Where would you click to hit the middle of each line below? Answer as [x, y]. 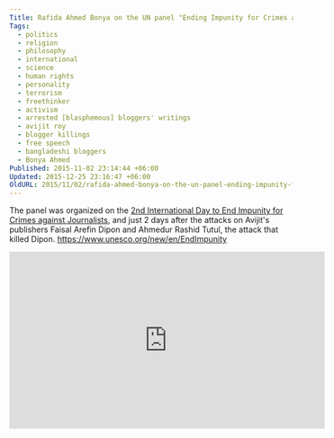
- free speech [44, 143]
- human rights [46, 76]
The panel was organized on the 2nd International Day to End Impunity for [146, 210]
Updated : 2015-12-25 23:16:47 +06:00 [80, 176]
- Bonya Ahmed [44, 160]
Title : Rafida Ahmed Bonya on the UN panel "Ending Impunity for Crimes [149, 18]
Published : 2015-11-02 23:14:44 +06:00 [84, 168]
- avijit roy [42, 127]
